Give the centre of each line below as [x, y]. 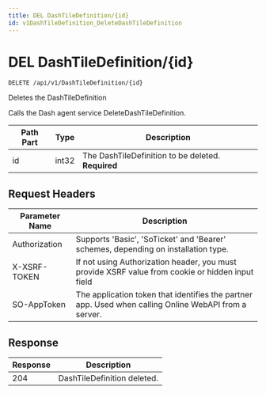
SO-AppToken [39, 305]
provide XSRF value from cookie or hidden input [165, 272]
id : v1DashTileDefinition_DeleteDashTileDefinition [95, 23]
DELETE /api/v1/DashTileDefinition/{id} [76, 83]
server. [89, 315]
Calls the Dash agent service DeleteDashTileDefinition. [97, 113]
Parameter [40, 216]
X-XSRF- [30, 267]
